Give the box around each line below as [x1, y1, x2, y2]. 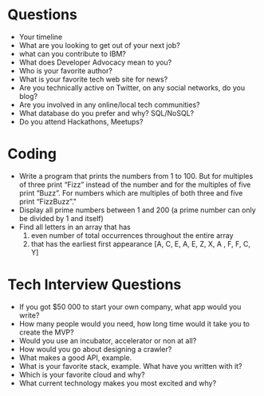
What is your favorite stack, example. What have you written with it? [18, 361, 242, 370]
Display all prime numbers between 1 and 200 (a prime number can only [18, 205, 256, 215]
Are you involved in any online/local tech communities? [18, 100, 200, 109]
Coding [7, 145, 57, 163]
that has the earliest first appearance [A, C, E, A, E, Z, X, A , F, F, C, [30, 239, 250, 248]
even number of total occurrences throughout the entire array [30, 230, 234, 240]
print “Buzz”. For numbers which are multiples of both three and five [18, 188, 243, 197]
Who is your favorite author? [18, 65, 113, 75]
